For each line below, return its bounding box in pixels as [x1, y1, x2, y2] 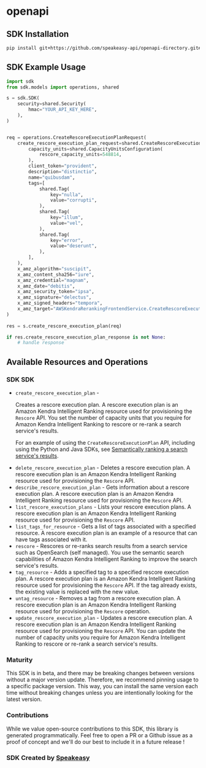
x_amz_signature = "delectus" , [17, 294, 92, 300]
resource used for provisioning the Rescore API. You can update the [15, 627, 186, 634]
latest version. [6, 696, 42, 703]
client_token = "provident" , [28, 163, 97, 170]
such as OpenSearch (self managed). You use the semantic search [15, 549, 185, 556]
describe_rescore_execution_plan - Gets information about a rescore [15, 484, 190, 491]
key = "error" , [50, 237, 84, 243]
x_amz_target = [17, 306, 53, 312]
